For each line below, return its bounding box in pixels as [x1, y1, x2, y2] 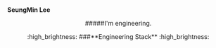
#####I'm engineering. [84, 19, 152, 28]
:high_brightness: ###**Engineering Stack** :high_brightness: [27, 33, 210, 41]
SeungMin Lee [7, 6, 51, 14]
